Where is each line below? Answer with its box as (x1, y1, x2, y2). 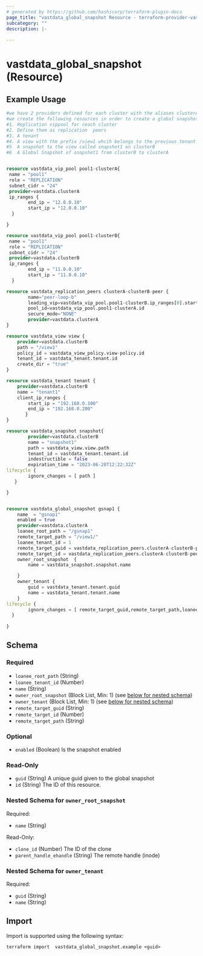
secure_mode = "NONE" (28, 311, 77, 317)
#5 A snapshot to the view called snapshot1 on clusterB (6, 144, 155, 150)
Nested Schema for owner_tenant (6, 867, 104, 875)
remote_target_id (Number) (14, 710, 85, 718)
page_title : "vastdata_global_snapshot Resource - (6, 15, 137, 21)
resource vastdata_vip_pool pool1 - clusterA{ (6, 166, 120, 172)
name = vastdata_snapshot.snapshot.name (28, 562, 131, 568)
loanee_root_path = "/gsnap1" (17, 528, 94, 535)
